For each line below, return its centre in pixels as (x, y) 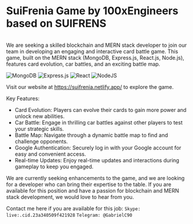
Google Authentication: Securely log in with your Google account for (98, 148)
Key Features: (23, 98)
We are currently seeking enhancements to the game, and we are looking (95, 178)
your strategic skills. (39, 129)
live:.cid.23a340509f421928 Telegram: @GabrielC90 (69, 215)
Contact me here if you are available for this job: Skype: (73, 208)
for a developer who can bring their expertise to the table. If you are (89, 184)
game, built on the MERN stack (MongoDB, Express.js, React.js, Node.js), (95, 57)
